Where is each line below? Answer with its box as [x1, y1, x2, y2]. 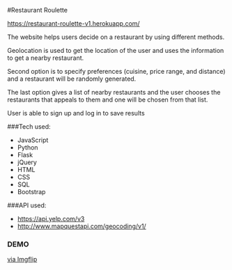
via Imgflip [7, 255, 38, 264]
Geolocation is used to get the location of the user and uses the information [7, 47, 224, 54]
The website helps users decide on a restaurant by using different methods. [7, 33, 225, 41]
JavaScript [17, 136, 49, 144]
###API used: [7, 201, 47, 209]
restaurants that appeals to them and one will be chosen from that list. [7, 95, 208, 104]
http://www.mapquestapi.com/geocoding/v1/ [17, 222, 146, 230]
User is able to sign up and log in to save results [7, 109, 145, 117]
